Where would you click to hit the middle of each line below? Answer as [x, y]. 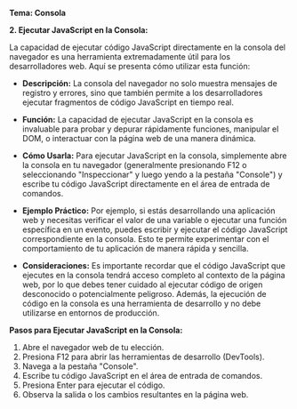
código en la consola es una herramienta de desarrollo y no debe [141, 303]
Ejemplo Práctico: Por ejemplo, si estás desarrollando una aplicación [148, 211]
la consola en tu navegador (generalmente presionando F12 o [134, 165]
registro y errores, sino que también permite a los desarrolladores [142, 93]
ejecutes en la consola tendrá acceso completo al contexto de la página [154, 275]
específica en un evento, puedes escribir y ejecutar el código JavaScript [155, 229]
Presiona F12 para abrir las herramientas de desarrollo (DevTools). [143, 357]
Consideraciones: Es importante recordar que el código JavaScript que [154, 265]
